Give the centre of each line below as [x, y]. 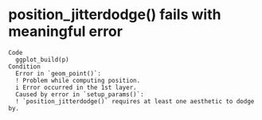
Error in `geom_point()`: [59, 73]
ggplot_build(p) [42, 60]
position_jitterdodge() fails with [115, 15]
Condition [25, 66]
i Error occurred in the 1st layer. [76, 87]
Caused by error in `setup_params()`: [80, 94]
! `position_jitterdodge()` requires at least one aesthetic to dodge [135, 101]
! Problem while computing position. [78, 80]
